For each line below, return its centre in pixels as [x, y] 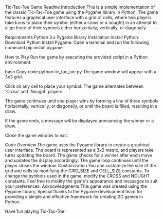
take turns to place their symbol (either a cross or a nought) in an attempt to [81, 22]
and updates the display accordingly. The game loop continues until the [77, 160]
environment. [18, 62]
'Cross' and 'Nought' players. [35, 91]
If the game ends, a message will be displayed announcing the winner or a [80, 121]
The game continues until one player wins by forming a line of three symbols [82, 101]
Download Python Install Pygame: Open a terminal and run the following [77, 42]
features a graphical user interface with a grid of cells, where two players [78, 17]
